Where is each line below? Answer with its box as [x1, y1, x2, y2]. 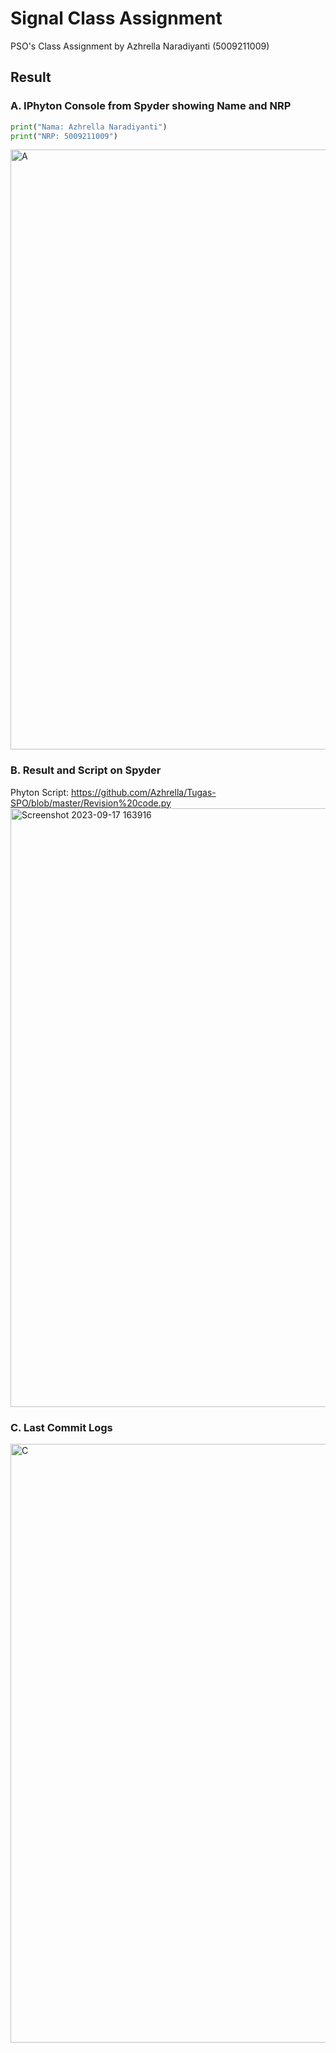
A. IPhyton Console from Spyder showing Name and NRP [10, 99, 292, 113]
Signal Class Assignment [10, 7, 223, 30]
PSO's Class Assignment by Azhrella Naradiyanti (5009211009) [10, 40, 270, 52]
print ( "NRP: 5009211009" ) [10, 131, 118, 141]
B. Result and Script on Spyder [10, 763, 162, 777]
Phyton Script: [10, 786, 70, 798]
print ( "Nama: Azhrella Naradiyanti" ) [10, 122, 168, 132]
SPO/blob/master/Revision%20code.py [10, 797, 172, 809]
